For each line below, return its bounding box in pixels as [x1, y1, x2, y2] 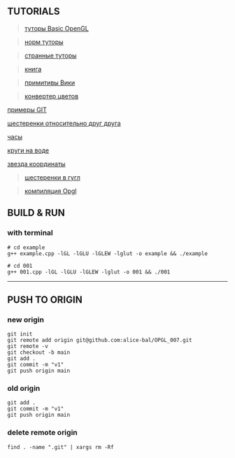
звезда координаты [7, 159, 66, 168]
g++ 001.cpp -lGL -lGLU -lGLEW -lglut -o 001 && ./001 [7, 269, 171, 275]
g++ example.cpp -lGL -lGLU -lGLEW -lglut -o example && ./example [7, 250, 208, 257]
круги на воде [7, 146, 50, 155]
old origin [7, 384, 41, 394]
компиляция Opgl [24, 187, 77, 195]
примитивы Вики [24, 78, 76, 87]
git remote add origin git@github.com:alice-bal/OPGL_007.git [7, 337, 192, 344]
